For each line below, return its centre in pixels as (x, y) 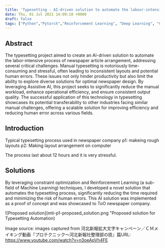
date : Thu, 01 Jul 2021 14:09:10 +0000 (46, 14)
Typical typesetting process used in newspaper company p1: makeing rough (82, 140)
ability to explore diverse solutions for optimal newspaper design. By (74, 81)
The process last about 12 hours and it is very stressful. (61, 155)
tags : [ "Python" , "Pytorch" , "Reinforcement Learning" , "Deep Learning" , (80, 23)
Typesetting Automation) (30, 218)
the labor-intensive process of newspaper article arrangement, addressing (81, 61)
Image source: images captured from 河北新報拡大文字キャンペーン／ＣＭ (80, 228)
